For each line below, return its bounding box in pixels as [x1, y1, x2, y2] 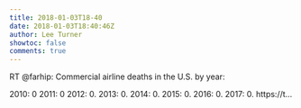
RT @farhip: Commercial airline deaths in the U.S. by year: [9, 71, 225, 82]
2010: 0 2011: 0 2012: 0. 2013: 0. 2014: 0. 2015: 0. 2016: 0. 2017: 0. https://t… [9, 89, 293, 100]
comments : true [9, 47, 67, 56]
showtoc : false [9, 38, 67, 48]
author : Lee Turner [9, 30, 83, 39]
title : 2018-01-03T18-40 [9, 13, 103, 22]
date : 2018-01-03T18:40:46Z [9, 22, 115, 31]
